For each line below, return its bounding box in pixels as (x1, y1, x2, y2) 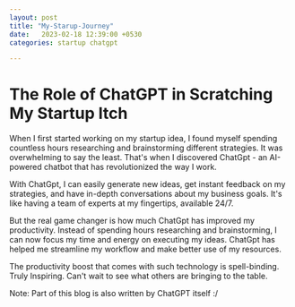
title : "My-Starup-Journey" (9, 21, 115, 30)
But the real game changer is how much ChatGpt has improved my (9, 216, 256, 226)
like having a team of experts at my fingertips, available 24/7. (9, 198, 234, 209)
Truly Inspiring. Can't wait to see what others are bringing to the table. (9, 270, 268, 282)
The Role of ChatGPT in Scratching (9, 84, 273, 105)
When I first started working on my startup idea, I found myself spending (9, 133, 278, 144)
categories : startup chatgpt (9, 38, 118, 47)
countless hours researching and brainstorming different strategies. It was (9, 142, 283, 153)
